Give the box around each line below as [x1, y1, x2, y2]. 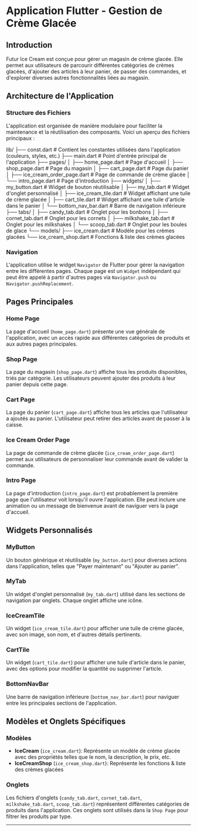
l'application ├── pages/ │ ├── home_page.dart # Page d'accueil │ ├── [6, 158, 183, 165]
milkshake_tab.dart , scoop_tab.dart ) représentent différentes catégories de [6, 800, 189, 808]
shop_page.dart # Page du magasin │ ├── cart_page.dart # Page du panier [6, 164, 189, 171]
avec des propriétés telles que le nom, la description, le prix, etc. [14, 754, 171, 761]
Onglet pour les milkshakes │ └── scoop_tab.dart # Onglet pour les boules [6, 221, 188, 228]
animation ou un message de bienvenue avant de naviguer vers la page [6, 502, 179, 509]
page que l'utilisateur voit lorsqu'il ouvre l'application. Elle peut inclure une [6, 496, 186, 503]
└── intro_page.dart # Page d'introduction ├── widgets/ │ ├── [6, 177, 161, 184]
